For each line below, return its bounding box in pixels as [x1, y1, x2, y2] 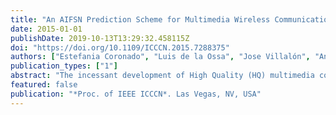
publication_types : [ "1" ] [10, 61, 118, 71]
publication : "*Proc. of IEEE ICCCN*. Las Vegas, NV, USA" [10, 89, 262, 99]
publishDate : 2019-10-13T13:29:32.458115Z [10, 33, 190, 43]
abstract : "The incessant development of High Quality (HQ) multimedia [10, 71, 315, 81]
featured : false [10, 80, 78, 90]
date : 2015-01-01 [10, 24, 83, 34]
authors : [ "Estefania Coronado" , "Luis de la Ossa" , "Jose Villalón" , [10, 52, 311, 62]
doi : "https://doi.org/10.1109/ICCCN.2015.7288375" [10, 42, 230, 53]
